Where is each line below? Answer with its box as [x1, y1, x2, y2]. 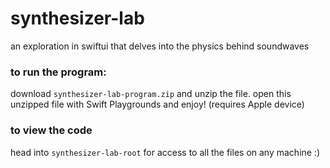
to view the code [10, 123, 93, 137]
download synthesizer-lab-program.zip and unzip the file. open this [10, 88, 292, 100]
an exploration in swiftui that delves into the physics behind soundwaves [10, 40, 310, 52]
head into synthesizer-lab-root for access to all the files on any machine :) [10, 146, 321, 158]
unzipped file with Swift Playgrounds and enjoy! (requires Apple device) [10, 98, 305, 111]
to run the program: [10, 65, 107, 79]
